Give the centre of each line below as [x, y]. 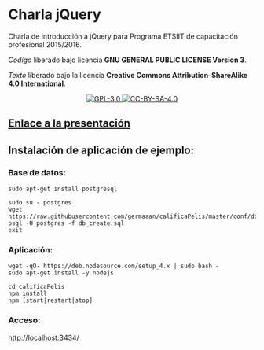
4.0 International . [37, 83]
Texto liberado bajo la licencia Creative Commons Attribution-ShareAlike [128, 75]
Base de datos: [37, 172]
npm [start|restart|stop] [50, 300]
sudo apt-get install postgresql [63, 189]
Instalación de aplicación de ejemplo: [101, 150]
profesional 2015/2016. [45, 44]
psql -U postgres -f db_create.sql [66, 223]
